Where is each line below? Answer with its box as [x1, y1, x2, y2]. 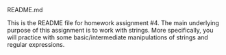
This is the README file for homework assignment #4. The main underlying [7, 19, 219, 26]
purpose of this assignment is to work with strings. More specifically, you [7, 26, 214, 34]
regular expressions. [7, 41, 65, 48]
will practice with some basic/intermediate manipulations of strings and [7, 33, 209, 41]
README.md [7, 6, 43, 14]
